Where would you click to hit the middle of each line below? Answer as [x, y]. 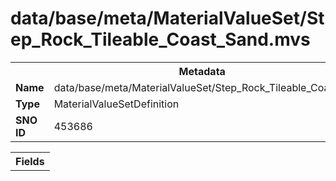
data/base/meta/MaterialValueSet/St [167, 18]
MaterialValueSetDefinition [116, 104]
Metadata [202, 71]
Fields [30, 161]
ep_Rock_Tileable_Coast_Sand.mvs [160, 39]
